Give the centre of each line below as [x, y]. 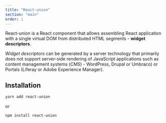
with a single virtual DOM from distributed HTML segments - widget [75, 38]
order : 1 [14, 19]
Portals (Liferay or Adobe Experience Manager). [54, 69]
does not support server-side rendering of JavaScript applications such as [82, 59]
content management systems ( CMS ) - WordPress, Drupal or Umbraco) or [81, 64]
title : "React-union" [28, 10]
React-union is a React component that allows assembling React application [83, 33]
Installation [23, 85]
